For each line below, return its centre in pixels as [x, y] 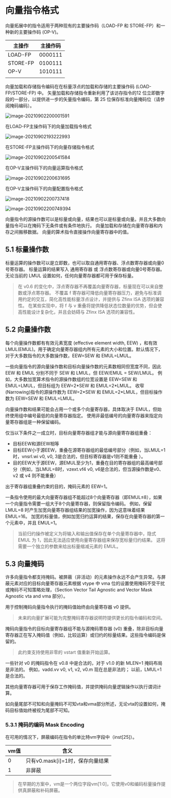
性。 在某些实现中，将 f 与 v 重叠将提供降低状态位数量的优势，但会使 [90, 305]
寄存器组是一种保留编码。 [36, 422]
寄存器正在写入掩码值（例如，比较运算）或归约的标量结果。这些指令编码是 [83, 635]
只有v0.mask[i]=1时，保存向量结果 [67, 761]
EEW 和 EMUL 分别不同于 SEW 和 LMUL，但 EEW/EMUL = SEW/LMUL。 [81, 372]
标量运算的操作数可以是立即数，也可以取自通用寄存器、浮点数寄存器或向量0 [85, 263]
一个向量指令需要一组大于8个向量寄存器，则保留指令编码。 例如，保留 [79, 504]
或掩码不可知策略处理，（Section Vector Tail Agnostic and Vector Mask [79, 590]
